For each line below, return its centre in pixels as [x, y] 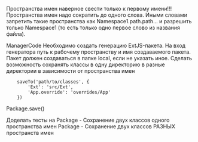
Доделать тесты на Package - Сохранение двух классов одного [88, 120]
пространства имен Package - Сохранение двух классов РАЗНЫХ [91, 126]
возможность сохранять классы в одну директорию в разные [86, 64]
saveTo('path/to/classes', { [53, 82]
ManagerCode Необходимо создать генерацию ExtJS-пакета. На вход [96, 45]
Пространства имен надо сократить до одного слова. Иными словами [97, 15]
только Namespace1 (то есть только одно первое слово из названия [93, 27]
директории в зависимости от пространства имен [71, 71]
